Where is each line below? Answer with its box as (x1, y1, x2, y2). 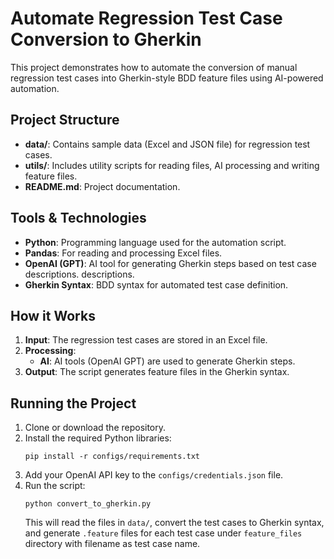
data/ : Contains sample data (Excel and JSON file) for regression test (24, 138, 311, 150)
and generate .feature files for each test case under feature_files (24, 527, 303, 539)
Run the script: (24, 480, 86, 492)
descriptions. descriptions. (24, 268, 135, 280)
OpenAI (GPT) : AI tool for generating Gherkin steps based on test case (24, 257, 317, 269)
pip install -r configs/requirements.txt (24, 452, 200, 462)
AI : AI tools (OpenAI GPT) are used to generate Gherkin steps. (39, 355, 296, 367)
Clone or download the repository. (24, 422, 167, 434)
